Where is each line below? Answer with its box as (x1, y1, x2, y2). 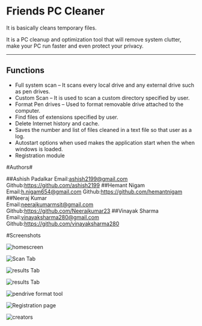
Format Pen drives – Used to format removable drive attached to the (14, 101, 184, 108)
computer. (14, 107, 41, 114)
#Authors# (6, 163, 33, 171)
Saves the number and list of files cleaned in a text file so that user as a (14, 126, 192, 133)
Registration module (14, 152, 65, 159)
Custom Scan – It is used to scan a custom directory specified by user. (14, 94, 190, 101)
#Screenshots (6, 231, 41, 239)
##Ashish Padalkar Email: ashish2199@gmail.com (6, 175, 128, 182)
